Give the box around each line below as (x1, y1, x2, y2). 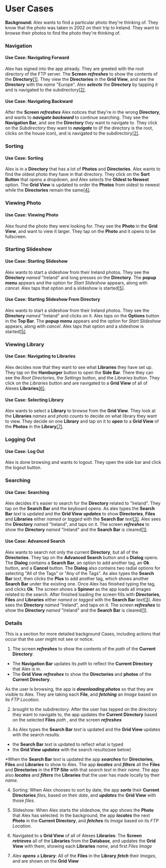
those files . (12, 797, 36, 803)
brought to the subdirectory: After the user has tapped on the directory (12, 706, 157, 712)
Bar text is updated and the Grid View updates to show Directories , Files (5, 511, 156, 517)
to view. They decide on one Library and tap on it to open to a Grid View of (5, 418, 159, 425)
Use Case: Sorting (5, 155, 44, 161)
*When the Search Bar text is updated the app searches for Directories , (5, 756, 154, 762)
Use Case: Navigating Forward (5, 55, 69, 61)
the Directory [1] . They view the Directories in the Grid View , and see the (5, 76, 155, 82)
